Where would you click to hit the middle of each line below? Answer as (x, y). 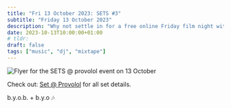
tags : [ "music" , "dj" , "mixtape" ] (57, 52)
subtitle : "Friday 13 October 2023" (59, 20)
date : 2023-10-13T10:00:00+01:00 (55, 32)
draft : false (26, 45)
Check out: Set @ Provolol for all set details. (69, 84)
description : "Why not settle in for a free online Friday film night (110, 26)
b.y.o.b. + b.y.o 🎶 (31, 97)
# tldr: (18, 39)
